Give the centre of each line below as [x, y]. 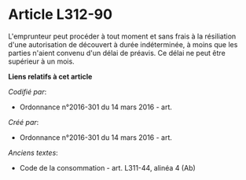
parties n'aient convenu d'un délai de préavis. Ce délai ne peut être [117, 53]
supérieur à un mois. [41, 61]
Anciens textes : [33, 152]
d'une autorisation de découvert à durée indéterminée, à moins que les [123, 44]
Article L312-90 [60, 15]
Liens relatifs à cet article [50, 76]
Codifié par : [28, 91]
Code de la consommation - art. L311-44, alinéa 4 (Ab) [108, 167]
